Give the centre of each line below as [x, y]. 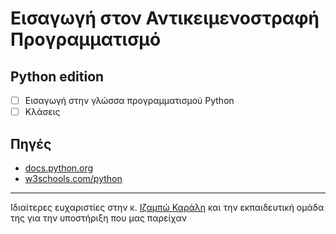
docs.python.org [59, 168]
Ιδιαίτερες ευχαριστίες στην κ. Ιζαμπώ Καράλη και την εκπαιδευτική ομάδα [167, 207]
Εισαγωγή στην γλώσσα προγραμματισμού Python [129, 100]
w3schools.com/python [73, 178]
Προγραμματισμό [86, 39]
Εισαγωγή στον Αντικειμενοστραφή [165, 18]
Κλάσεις [42, 112]
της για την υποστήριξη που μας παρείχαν [98, 218]
